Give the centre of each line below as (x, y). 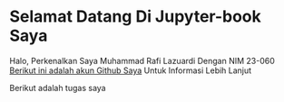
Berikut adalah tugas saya (58, 88)
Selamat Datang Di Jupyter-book (135, 17)
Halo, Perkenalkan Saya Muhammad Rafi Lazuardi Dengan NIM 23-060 (142, 60)
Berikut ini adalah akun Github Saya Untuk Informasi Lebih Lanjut (131, 70)
